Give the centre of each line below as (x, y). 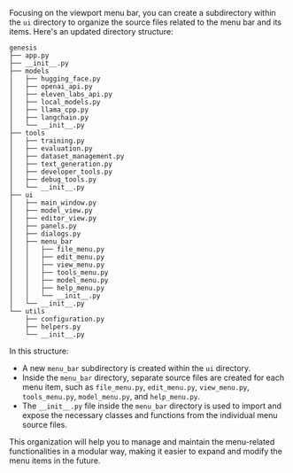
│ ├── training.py (47, 141)
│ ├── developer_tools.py (61, 172)
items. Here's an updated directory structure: (92, 31)
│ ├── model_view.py (51, 211)
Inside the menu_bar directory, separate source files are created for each (153, 377)
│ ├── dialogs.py (45, 234)
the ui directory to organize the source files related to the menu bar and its (145, 22)
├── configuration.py (65, 319)
